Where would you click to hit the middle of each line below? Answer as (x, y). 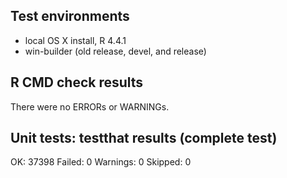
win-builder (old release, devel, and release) (115, 51)
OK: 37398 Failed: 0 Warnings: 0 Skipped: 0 (101, 162)
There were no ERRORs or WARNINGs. (90, 106)
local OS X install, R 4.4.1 (75, 40)
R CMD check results (77, 82)
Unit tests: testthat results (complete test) (144, 138)
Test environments (70, 16)
